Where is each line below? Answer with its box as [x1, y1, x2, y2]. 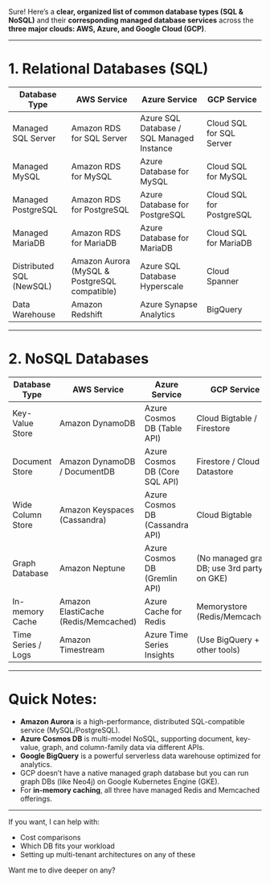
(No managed [196, 552, 248, 563]
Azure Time [144, 628, 189, 640]
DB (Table [144, 422, 182, 433]
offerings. [19, 794, 52, 803]
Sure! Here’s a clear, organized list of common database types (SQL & [8, 7, 243, 16]
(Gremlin [144, 572, 178, 583]
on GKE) [196, 572, 228, 583]
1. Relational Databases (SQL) [8, 60, 209, 78]
